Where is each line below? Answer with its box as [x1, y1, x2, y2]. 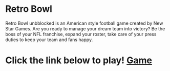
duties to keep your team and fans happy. [5, 37, 93, 43]
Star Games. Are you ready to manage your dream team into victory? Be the [5, 25, 165, 31]
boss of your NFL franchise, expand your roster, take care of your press [5, 31, 157, 37]
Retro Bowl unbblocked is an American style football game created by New [5, 20, 163, 26]
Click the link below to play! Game [5, 55, 153, 66]
